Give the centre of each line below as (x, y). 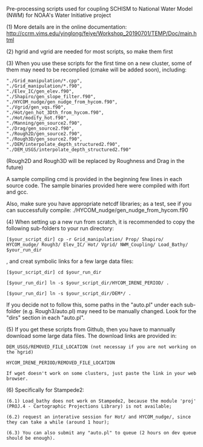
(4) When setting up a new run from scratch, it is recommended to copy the (101, 222)
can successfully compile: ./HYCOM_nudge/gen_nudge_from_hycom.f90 (97, 210)
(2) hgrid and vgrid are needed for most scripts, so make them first (90, 51)
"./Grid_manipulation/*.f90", (45, 86)
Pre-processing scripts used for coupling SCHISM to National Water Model (99, 9)
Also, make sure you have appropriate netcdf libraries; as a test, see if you (99, 204)
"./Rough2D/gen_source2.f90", (45, 134)
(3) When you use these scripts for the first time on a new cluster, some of (99, 63)
